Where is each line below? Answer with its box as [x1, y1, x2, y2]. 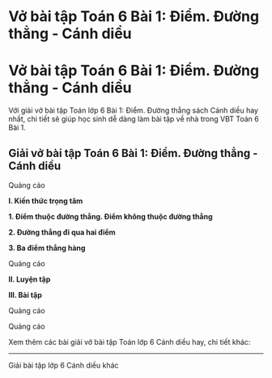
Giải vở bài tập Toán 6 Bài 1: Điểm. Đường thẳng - [8, 146, 258, 160]
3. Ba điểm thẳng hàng [8, 243, 86, 253]
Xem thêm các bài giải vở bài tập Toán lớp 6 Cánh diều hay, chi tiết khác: [8, 337, 251, 346]
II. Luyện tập [8, 274, 51, 284]
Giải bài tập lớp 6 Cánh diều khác [8, 360, 119, 370]
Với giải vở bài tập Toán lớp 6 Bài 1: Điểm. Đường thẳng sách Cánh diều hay [8, 105, 259, 116]
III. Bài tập [8, 290, 43, 299]
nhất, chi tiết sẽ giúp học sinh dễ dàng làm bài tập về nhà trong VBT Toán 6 [8, 114, 259, 124]
